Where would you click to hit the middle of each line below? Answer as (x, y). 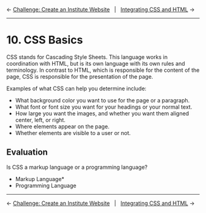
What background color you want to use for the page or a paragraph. (102, 100)
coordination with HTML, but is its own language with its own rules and (96, 63)
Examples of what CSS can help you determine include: (77, 88)
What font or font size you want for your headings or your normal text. (104, 107)
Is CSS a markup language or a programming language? (77, 167)
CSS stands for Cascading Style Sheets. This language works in (87, 57)
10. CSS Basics (45, 40)
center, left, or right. (40, 120)
